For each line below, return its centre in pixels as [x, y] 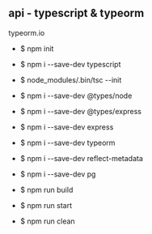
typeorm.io [27, 32]
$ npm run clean [47, 221]
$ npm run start [46, 205]
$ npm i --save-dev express [67, 127]
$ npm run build [46, 189]
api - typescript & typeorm [76, 13]
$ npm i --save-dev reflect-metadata [82, 158]
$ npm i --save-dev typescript [70, 64]
